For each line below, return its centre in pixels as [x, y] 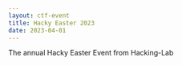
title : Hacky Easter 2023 [51, 23]
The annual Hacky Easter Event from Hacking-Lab [91, 53]
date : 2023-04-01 [37, 30]
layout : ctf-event [39, 15]
